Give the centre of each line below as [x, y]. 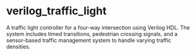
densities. [18, 47]
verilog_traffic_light [56, 11]
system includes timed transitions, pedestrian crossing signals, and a [92, 33]
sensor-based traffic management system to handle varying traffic [89, 40]
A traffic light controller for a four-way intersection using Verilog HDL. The [98, 27]
